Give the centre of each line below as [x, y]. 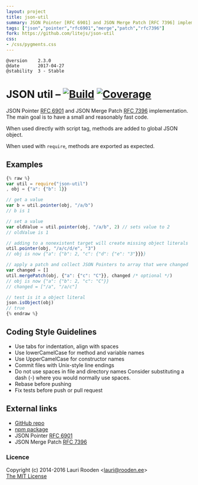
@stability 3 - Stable [35, 71]
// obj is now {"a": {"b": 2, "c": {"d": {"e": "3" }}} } [76, 254]
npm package [31, 429]
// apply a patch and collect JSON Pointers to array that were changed [97, 265]
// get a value [25, 200]
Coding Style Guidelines [52, 332]
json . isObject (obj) [30, 303]
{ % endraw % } [22, 314]
